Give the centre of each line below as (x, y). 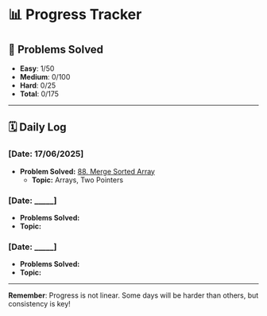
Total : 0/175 (39, 94)
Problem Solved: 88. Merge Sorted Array (87, 171)
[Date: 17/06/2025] (46, 154)
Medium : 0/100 (45, 77)
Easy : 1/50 (37, 68)
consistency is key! (40, 304)
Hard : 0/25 (38, 85)
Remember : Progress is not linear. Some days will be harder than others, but (133, 295)
